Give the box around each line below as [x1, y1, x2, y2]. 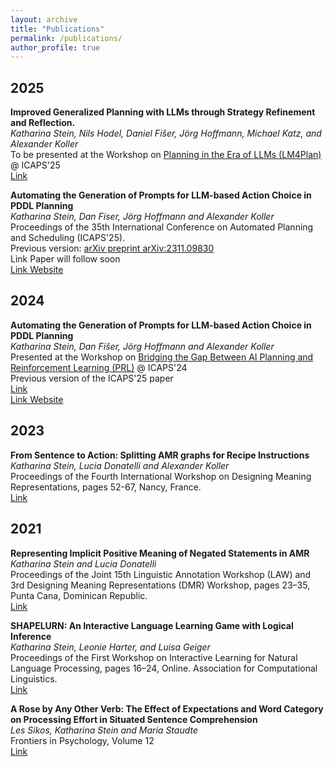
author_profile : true [10, 42, 101, 53]
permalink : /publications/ [10, 33, 123, 43]
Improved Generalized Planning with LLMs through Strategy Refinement [10, 106, 316, 118]
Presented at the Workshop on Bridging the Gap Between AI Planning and [10, 351, 314, 363]
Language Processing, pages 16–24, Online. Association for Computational [10, 662, 318, 674]
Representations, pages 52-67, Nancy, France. [10, 481, 202, 493]
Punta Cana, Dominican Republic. [10, 589, 148, 601]
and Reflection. [10, 117, 76, 129]
